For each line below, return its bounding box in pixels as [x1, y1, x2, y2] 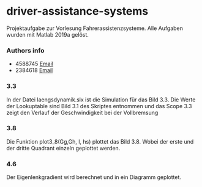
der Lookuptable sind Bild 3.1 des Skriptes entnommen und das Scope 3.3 [6, 102, 192, 109]
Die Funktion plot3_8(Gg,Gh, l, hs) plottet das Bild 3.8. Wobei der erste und [6, 137, 194, 145]
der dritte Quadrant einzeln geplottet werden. [6, 144, 121, 152]
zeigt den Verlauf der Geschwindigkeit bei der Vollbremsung [6, 109, 159, 116]
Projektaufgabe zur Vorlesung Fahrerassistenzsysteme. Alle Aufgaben [6, 24, 184, 32]
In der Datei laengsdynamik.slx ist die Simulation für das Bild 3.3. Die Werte [6, 96, 196, 103]
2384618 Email [15, 67, 53, 74]
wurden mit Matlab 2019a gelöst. [6, 31, 89, 38]
